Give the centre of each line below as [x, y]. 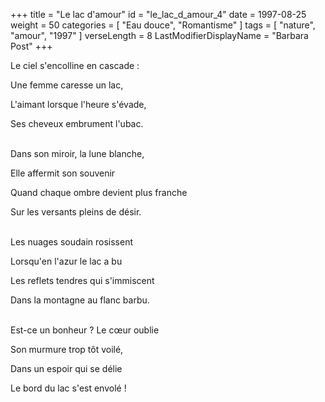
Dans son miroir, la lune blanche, [77, 153]
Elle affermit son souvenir [63, 173]
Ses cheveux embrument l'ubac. [77, 123]
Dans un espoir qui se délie [66, 368]
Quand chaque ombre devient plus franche [99, 192]
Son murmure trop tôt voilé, [67, 349]
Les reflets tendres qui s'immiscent [82, 280]
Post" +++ [31, 46]
